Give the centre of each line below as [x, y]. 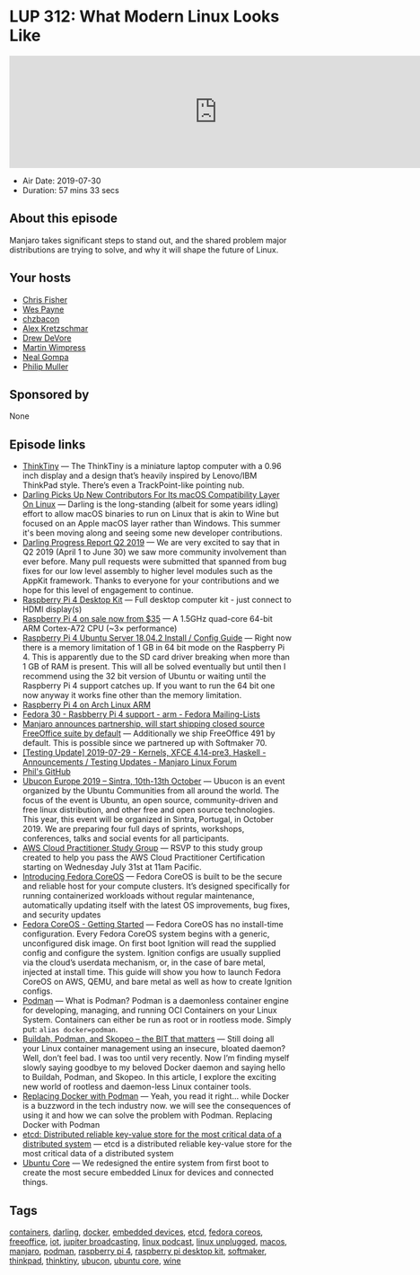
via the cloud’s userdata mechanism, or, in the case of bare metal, [144, 962]
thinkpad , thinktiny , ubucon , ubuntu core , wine [95, 1261]
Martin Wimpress [54, 347]
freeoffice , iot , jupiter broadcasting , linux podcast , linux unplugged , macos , [148, 1241]
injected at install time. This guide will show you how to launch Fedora [151, 972]
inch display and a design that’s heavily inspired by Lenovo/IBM [140, 476]
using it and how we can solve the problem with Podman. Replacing [147, 1115]
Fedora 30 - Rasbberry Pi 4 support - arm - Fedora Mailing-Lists [141, 714]
